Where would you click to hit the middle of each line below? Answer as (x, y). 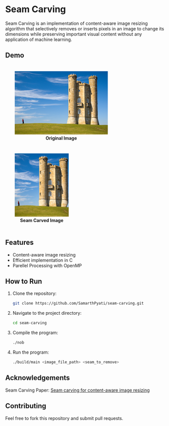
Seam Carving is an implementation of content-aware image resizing (76, 23)
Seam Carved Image (42, 220)
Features (19, 243)
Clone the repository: (35, 293)
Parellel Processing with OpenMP (47, 265)
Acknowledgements (38, 378)
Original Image (61, 138)
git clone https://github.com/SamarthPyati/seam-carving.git (78, 304)
